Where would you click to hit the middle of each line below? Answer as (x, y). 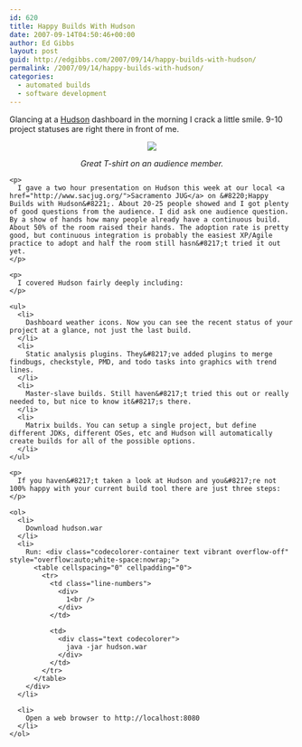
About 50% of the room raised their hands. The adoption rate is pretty (149, 227)
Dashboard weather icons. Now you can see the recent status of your (160, 322)
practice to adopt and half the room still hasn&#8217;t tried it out (145, 243)
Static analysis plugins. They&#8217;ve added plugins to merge (149, 354)
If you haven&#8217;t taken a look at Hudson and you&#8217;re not (147, 480)
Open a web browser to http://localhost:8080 (113, 718)
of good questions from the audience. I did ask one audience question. (149, 212)
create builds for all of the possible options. (103, 441)
